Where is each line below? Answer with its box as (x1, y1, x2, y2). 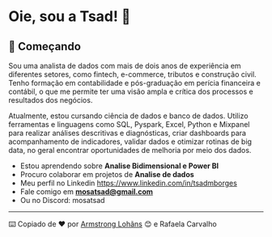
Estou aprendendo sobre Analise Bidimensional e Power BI (19, 161, 219, 171)
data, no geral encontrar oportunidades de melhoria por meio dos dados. (8, 146, 252, 154)
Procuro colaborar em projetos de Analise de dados (19, 170, 194, 179)
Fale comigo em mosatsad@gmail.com (19, 187, 154, 197)
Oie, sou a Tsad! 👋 (8, 7, 131, 26)
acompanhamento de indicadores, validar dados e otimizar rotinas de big (8, 137, 253, 146)
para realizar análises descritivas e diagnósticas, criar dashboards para (8, 129, 247, 138)
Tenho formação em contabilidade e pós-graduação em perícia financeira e (8, 78, 261, 87)
